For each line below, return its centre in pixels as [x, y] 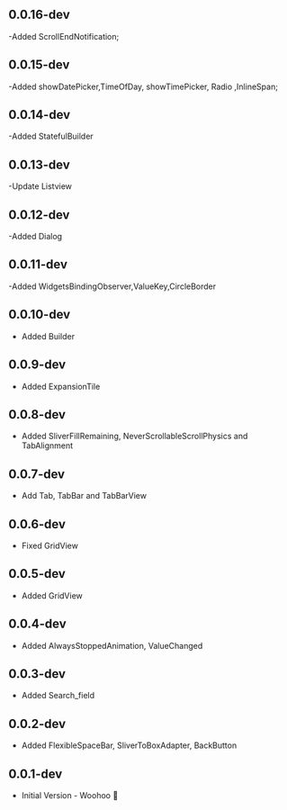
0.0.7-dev [36, 474]
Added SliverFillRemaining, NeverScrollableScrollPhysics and [135, 436]
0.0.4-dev [37, 624]
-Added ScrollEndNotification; [64, 36]
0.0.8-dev [37, 414]
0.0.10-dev [40, 315]
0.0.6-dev [37, 524]
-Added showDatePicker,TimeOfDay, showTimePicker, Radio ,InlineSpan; [143, 86]
